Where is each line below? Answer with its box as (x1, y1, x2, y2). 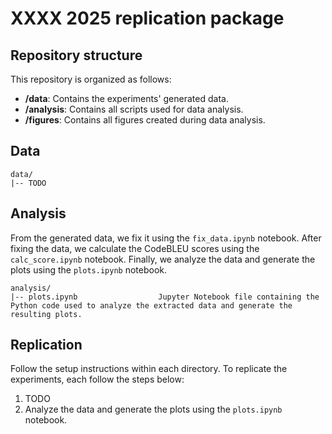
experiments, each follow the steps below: (10, 373, 185, 386)
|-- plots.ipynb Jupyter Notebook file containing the (10, 292, 320, 302)
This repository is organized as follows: (10, 73, 172, 85)
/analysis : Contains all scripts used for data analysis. (24, 103, 244, 115)
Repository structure (10, 47, 143, 64)
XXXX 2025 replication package (10, 7, 285, 30)
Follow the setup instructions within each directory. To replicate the (10, 363, 288, 375)
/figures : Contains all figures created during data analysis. (24, 114, 266, 126)
